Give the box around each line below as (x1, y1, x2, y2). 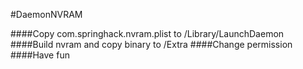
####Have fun (10, 49, 70, 61)
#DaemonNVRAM (10, 9, 83, 20)
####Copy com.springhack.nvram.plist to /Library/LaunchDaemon (10, 28, 285, 39)
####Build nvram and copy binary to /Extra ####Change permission (10, 39, 293, 50)
